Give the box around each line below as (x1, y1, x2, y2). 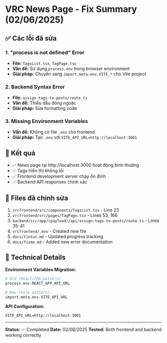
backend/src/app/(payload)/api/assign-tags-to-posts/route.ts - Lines (12, 218, 160, 224)
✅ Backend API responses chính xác (12, 179, 87, 185)
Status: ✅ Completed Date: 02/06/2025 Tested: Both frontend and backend (5, 327, 162, 333)
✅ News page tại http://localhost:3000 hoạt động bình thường (12, 162, 139, 168)
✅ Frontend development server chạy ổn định (12, 173, 106, 179)
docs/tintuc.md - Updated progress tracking (12, 234, 103, 240)
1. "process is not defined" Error (5, 49, 84, 56)
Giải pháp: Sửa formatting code (12, 105, 78, 111)
